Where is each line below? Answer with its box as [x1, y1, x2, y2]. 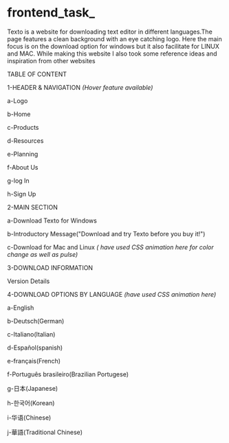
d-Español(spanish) [7, 343, 63, 352]
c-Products [7, 123, 39, 131]
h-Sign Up [7, 190, 36, 198]
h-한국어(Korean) [7, 398, 55, 407]
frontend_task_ [7, 5, 95, 21]
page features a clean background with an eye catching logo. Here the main [7, 34, 222, 43]
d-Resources [7, 136, 44, 145]
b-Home [7, 110, 31, 118]
